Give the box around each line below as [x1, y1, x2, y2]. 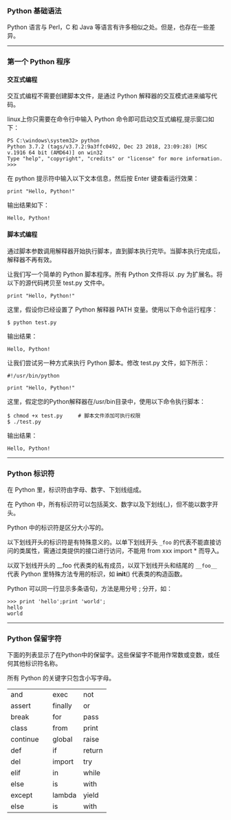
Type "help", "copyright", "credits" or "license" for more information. [7, 155, 223, 162]
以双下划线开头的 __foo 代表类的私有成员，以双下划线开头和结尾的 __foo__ [7, 561, 218, 569]
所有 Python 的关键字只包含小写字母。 [7, 674, 115, 682]
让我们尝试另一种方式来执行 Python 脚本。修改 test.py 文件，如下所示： [7, 358, 210, 367]
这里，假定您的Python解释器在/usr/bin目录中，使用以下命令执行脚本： [7, 397, 206, 405]
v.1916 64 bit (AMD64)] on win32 [7, 149, 103, 156]
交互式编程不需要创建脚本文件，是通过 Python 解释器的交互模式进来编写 [7, 91, 212, 100]
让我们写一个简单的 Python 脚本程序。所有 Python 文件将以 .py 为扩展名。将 [7, 270, 223, 278]
